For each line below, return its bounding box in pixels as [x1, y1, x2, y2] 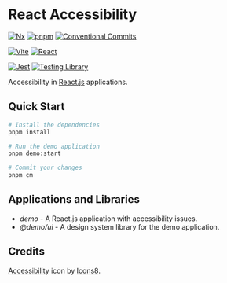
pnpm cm [8, 171, 34, 179]
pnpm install [8, 128, 51, 136]
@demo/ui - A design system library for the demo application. [19, 222, 220, 231]
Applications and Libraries [8, 193, 140, 206]
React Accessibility [8, 6, 137, 24]
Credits [8, 245, 46, 259]
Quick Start [8, 100, 65, 113]
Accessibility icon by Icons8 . [8, 266, 101, 275]
